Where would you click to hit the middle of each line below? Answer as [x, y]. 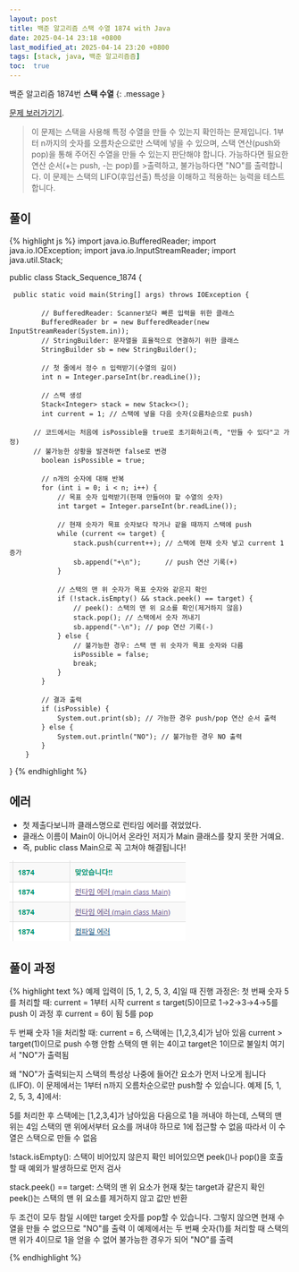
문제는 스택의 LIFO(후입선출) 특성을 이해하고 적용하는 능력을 [157, 176]
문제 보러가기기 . [37, 113]
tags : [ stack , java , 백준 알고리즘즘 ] [75, 57]
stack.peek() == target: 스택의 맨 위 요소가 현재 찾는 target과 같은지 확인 [137, 1187]
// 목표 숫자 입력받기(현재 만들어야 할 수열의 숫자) [140, 497]
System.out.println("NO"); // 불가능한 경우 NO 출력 [149, 737]
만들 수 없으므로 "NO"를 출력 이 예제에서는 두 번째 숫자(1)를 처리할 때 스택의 [157, 1229]
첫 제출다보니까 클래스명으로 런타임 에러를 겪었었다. [112, 824]
